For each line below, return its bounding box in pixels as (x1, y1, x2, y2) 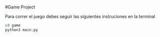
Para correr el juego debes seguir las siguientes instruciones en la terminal (5, 14, 155, 19)
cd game (5, 23, 21, 28)
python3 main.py (5, 27, 38, 32)
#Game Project (5, 4, 36, 10)
